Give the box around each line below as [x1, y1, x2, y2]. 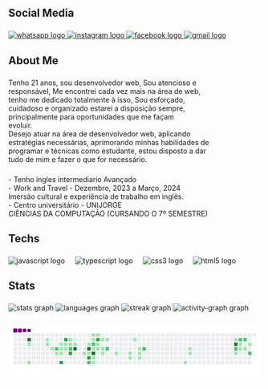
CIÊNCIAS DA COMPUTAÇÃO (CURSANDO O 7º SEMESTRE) [8, 209, 209, 218]
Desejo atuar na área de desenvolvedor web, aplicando [8, 128, 191, 139]
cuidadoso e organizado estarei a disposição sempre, [8, 103, 186, 113]
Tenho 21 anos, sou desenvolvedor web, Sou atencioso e [8, 78, 197, 87]
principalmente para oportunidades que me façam [8, 111, 175, 121]
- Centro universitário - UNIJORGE [8, 200, 123, 209]
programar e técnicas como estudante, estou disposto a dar [8, 146, 207, 156]
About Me [8, 54, 59, 67]
